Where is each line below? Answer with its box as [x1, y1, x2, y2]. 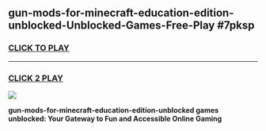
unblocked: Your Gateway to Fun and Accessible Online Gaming [8, 114, 222, 123]
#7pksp [217, 19, 255, 33]
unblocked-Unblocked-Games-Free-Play [8, 19, 215, 33]
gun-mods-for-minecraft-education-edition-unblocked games [8, 105, 219, 114]
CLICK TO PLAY [8, 43, 70, 54]
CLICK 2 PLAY [8, 72, 63, 83]
